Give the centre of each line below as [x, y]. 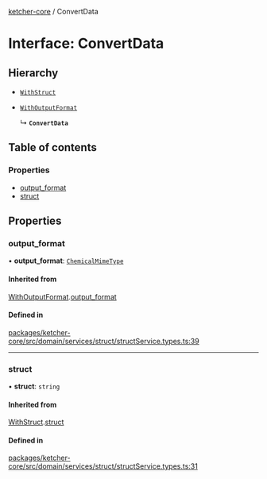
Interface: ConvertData [86, 44]
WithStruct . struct [36, 422]
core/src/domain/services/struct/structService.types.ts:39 [104, 341]
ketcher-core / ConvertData [54, 12]
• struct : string [34, 386]
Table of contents [52, 147]
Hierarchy [33, 73]
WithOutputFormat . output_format [62, 296]
